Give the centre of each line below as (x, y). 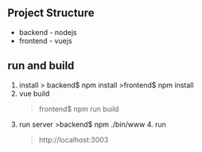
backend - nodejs (48, 32)
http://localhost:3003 (74, 139)
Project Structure (51, 13)
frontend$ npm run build (79, 109)
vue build (34, 93)
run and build (41, 66)
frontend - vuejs (45, 41)
